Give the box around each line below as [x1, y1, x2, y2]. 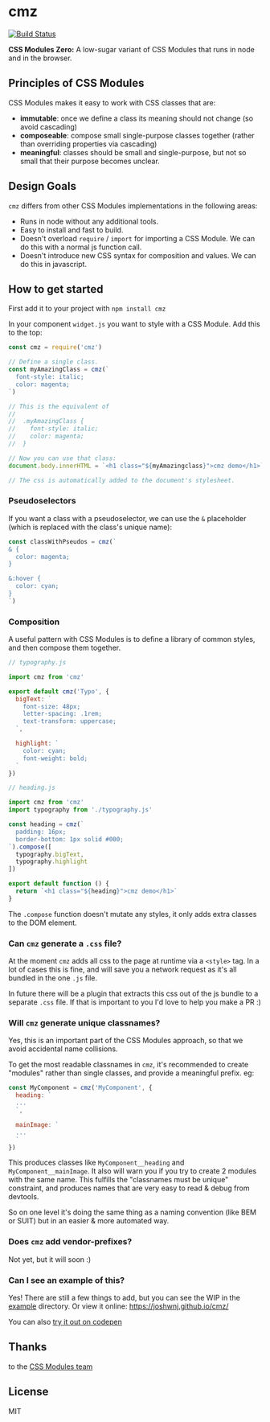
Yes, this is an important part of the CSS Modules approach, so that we [8, 1036, 243, 1046]
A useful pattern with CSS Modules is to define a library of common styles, [8, 635, 256, 644]
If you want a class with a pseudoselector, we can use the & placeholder [8, 513, 247, 523]
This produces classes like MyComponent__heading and [8, 1157, 185, 1168]
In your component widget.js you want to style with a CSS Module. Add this [8, 319, 260, 329]
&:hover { [8, 574, 42, 583]
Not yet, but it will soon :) [8, 1254, 92, 1264]
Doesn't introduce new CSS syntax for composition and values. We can [19, 250, 257, 260]
